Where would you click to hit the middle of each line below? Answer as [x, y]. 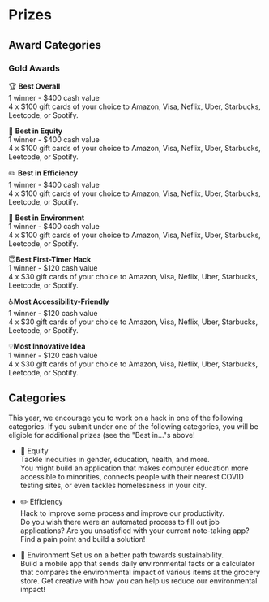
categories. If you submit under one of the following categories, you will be [134, 426]
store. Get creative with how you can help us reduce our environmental [139, 580]
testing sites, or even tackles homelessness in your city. [113, 485]
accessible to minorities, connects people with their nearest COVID [132, 476]
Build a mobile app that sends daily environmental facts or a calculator [137, 563]
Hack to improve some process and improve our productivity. [122, 513]
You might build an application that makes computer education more [134, 468]
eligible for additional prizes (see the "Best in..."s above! [102, 435]
